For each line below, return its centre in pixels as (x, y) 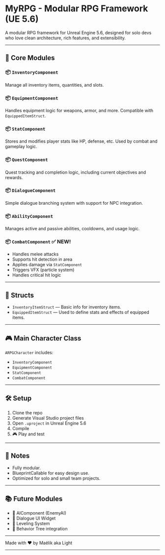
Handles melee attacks (35, 254)
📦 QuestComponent (27, 159)
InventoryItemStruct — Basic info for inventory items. (67, 307)
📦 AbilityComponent (29, 216)
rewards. (14, 177)
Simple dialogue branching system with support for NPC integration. (74, 203)
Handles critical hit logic (37, 275)
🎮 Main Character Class (43, 338)
